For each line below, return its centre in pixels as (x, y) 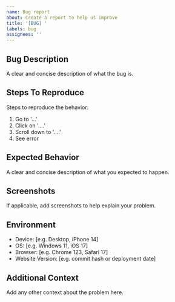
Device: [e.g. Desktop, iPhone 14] (57, 240)
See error (27, 138)
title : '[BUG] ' (27, 23)
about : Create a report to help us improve (62, 18)
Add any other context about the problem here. (65, 292)
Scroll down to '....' (38, 132)
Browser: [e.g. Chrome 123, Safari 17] (61, 252)
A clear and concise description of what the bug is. (70, 73)
